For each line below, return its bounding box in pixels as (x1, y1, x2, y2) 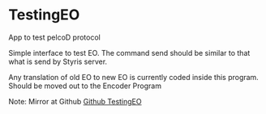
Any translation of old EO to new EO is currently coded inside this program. (8, 72, 260, 82)
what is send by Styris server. (8, 57, 108, 66)
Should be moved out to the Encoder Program (8, 81, 162, 91)
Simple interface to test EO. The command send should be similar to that (8, 48, 251, 57)
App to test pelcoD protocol (8, 32, 101, 42)
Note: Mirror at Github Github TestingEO (8, 96, 142, 106)
